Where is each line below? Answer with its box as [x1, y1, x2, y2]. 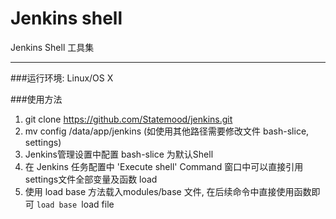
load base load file [36, 198, 115, 210]
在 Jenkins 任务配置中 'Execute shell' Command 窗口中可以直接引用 [24, 160, 304, 172]
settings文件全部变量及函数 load [24, 173, 158, 185]
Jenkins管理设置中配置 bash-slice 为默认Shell [24, 148, 214, 160]
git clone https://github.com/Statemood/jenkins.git [24, 113, 233, 125]
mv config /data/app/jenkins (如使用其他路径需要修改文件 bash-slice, [24, 125, 310, 137]
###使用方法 [10, 93, 63, 105]
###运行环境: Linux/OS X [10, 72, 114, 84]
